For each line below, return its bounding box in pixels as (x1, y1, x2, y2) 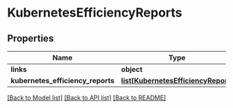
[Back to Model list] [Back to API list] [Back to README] (7, 93, 166, 102)
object (121, 64, 143, 74)
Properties (7, 33, 54, 44)
